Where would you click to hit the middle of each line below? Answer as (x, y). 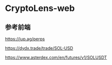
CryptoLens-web (40, 8)
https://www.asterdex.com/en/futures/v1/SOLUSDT (56, 57)
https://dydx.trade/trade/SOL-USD (39, 48)
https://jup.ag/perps (25, 39)
